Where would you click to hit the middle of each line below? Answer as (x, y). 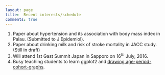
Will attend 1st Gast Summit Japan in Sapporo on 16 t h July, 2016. (80, 56)
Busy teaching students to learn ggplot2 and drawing (69, 62)
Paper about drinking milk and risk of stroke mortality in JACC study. (85, 45)
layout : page (19, 10)
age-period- (139, 62)
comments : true (21, 19)
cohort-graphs (28, 67)
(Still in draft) (26, 50)
